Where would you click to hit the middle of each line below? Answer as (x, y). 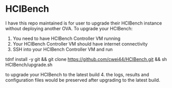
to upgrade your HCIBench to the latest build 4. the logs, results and (77, 74)
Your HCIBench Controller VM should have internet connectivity (80, 43)
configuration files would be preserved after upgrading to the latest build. (83, 80)
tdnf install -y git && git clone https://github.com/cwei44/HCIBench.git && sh (86, 59)
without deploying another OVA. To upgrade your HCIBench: (69, 28)
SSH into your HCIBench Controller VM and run (63, 49)
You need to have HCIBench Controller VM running (66, 38)
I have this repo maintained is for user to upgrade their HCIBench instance (84, 23)
